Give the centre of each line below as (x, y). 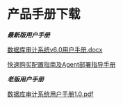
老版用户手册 (25, 79)
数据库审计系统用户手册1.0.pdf (50, 94)
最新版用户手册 (28, 35)
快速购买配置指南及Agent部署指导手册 (61, 64)
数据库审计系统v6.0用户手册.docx (55, 49)
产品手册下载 (44, 14)
